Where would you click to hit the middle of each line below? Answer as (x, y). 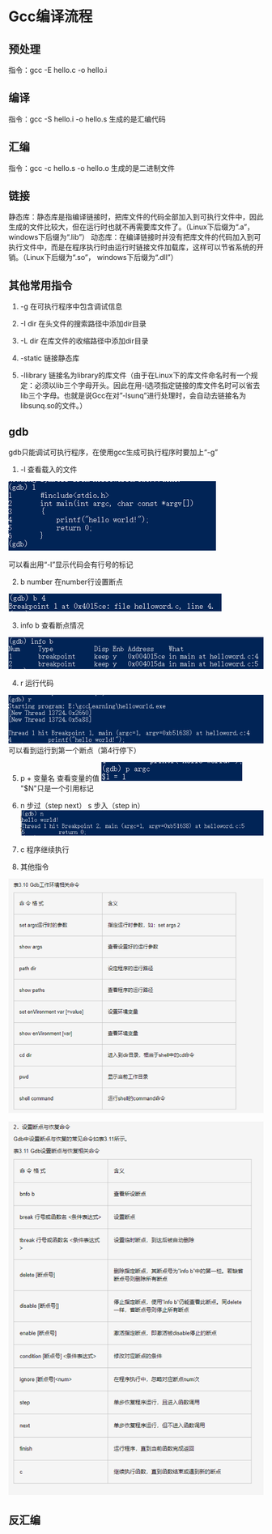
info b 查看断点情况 (52, 625)
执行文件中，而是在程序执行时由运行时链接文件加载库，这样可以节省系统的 (132, 247)
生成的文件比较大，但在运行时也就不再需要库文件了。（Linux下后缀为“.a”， (132, 227)
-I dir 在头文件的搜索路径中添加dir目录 (83, 324)
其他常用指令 (40, 285)
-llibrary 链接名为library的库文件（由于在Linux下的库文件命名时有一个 (135, 375)
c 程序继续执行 (45, 850)
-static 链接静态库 (50, 358)
